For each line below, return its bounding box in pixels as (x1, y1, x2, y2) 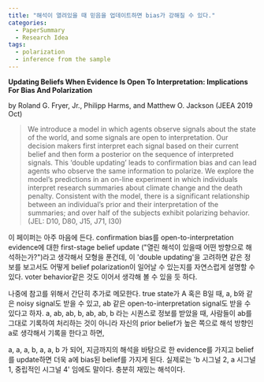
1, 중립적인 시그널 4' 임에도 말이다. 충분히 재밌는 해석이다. (8, 364, 185, 374)
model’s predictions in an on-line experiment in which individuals (27, 174, 238, 184)
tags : (8, 41, 26, 49)
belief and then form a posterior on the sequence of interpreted (27, 149, 234, 158)
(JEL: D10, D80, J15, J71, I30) (27, 216, 122, 225)
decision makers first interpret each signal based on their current (27, 141, 239, 150)
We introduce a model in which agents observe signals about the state (27, 124, 256, 134)
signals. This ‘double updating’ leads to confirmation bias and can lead (27, 158, 257, 167)
